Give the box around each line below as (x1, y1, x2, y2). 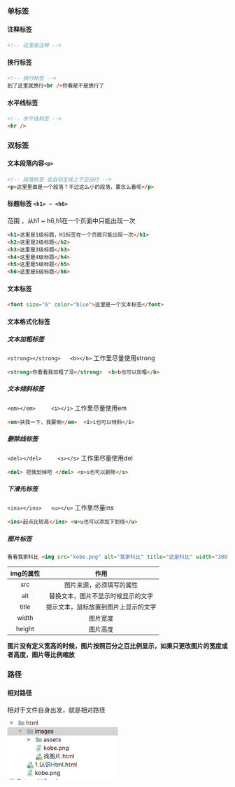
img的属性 (10, 569, 41, 577)
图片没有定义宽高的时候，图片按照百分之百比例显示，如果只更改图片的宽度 (7, 642, 222, 650)
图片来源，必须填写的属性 (64, 581, 138, 589)
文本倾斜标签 (7, 385, 44, 393)
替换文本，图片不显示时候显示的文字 (48, 592, 154, 600)
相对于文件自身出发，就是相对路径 (7, 706, 106, 714)
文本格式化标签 (7, 317, 50, 326)
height (16, 625, 35, 633)
